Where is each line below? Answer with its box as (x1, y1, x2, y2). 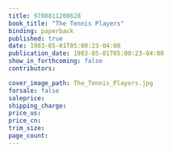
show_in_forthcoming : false (8, 57, 103, 65)
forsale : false (8, 87, 60, 95)
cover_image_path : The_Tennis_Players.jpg (8, 78, 153, 87)
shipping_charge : (8, 102, 67, 110)
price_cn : (8, 116, 42, 125)
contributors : (8, 65, 57, 73)
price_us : (8, 109, 42, 117)
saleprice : (8, 94, 45, 102)
